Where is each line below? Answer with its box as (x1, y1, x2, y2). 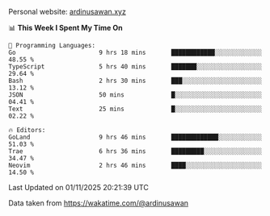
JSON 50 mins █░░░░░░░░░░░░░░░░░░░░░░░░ (8, 91, 263, 99)
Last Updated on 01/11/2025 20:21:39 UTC (8, 183, 150, 192)
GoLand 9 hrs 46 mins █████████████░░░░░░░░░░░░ (8, 133, 263, 141)
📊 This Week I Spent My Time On (8, 23, 123, 32)
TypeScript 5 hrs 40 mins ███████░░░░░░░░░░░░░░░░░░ (8, 63, 263, 71)
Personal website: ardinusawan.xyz (8, 7, 127, 16)
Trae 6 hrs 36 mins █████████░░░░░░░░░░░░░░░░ (8, 147, 263, 156)
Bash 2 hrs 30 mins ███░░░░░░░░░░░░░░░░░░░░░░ (8, 77, 263, 85)
